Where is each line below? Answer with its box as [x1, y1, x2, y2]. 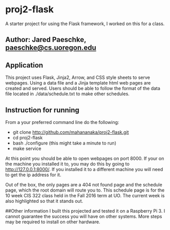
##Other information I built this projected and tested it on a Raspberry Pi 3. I [5, 207, 165, 214]
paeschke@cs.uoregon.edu [5, 44, 96, 52]
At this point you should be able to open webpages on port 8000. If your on [5, 155, 164, 161]
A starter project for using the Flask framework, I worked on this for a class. [5, 20, 165, 27]
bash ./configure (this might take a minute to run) [12, 140, 117, 146]
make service [12, 145, 41, 152]
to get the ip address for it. [5, 172, 61, 178]
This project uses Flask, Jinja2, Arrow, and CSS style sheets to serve [5, 74, 150, 80]
